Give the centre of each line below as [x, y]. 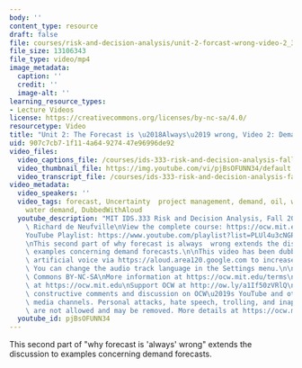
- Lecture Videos [42, 110]
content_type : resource [54, 26]
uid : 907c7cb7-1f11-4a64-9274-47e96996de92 [92, 143]
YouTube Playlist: [60, 235]
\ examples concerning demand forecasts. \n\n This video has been [151, 252]
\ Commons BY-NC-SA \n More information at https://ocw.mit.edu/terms [156, 277]
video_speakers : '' [54, 193]
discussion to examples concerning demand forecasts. [111, 354]
